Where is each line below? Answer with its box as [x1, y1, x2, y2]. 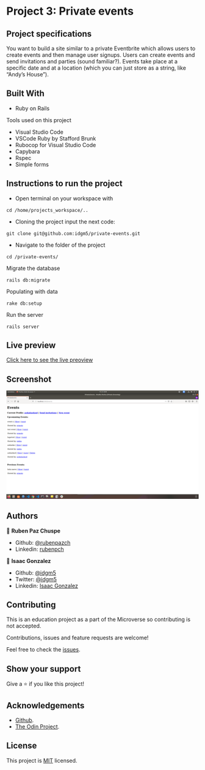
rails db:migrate [6, 277, 51, 283]
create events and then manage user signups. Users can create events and [6, 51, 195, 59]
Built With [6, 89, 45, 99]
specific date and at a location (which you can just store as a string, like [6, 64, 186, 71]
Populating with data [6, 288, 58, 295]
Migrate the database [6, 264, 60, 272]
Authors [6, 511, 38, 521]
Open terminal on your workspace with [15, 194, 113, 202]
